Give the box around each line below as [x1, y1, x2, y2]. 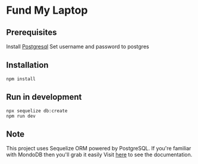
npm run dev [6, 113, 36, 119]
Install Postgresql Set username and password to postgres [6, 43, 150, 50]
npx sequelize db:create [6, 108, 68, 113]
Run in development [6, 92, 82, 102]
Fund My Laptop [6, 4, 88, 17]
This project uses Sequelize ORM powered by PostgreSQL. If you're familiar [6, 145, 191, 152]
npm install [6, 75, 36, 82]
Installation [6, 60, 49, 70]
